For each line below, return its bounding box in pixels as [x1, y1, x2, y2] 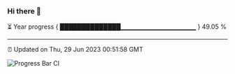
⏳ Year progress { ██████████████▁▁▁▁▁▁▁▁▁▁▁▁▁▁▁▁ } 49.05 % [7, 22, 227, 31]
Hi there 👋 [7, 6, 42, 16]
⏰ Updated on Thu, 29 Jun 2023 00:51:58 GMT [7, 45, 143, 54]
